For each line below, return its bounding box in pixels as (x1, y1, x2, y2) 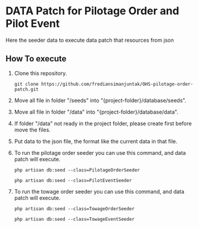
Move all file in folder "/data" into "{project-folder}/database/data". (14, 108, 179, 115)
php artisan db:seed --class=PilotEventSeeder (14, 177, 132, 183)
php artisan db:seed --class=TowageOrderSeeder (14, 205, 135, 212)
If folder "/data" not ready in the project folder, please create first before (14, 120, 192, 127)
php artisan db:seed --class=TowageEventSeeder (14, 216, 135, 222)
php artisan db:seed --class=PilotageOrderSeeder (14, 167, 141, 173)
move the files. (14, 126, 51, 133)
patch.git (14, 86, 39, 92)
